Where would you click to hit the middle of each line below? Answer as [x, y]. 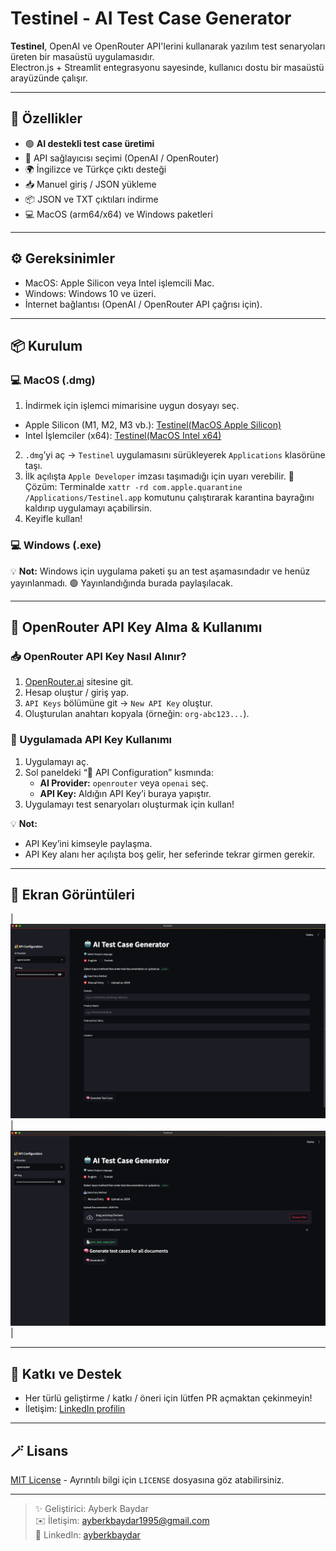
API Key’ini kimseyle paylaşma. [88, 843]
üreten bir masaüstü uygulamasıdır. [82, 56]
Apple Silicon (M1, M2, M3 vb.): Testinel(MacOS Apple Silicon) [153, 425]
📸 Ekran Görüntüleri [72, 894]
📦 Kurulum [46, 345]
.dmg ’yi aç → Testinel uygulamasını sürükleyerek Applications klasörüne [175, 455]
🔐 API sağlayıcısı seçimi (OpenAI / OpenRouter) [122, 158]
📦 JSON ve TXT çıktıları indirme [91, 199]
